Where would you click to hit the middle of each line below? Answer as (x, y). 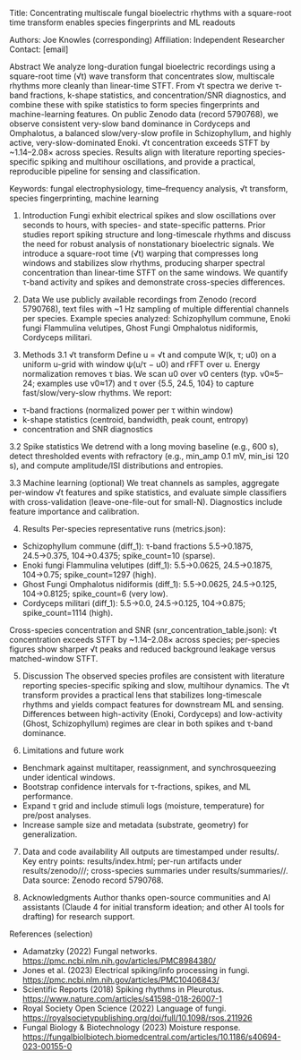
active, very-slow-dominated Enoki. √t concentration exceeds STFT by (140, 143)
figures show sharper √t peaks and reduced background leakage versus (142, 649)
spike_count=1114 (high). (68, 613)
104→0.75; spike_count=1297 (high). (89, 575)
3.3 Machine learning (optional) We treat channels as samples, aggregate (144, 483)
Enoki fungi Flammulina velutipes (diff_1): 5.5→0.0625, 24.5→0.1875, (147, 565)
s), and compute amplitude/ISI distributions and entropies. (116, 466)
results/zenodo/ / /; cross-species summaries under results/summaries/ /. (155, 871)
